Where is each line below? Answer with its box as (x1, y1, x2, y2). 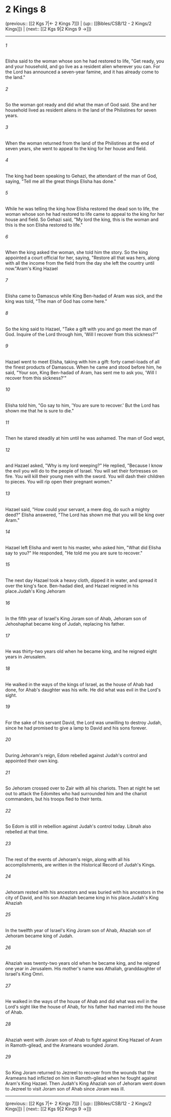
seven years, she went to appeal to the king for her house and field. (5, 145, 147, 151)
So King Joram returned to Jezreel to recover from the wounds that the (5, 1069, 154, 1075)
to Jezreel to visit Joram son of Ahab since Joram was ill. (5, 1085, 125, 1092)
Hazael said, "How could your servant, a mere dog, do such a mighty (5, 506, 150, 512)
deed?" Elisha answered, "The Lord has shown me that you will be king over (5, 512, 165, 518)
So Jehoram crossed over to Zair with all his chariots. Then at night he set (5, 785, 160, 791)
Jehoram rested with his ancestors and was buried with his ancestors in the (5, 889, 164, 895)
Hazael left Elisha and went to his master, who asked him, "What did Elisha (5, 544, 161, 550)
